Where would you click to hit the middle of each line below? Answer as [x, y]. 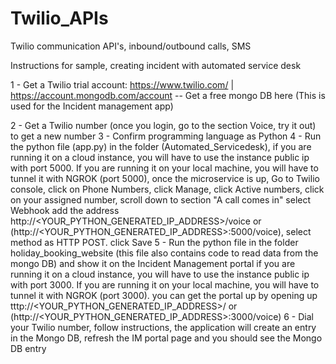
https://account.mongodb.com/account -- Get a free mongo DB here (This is [168, 95]
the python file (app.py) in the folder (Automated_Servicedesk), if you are [161, 146]
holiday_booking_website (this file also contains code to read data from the [164, 253]
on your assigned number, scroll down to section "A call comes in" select [161, 199]
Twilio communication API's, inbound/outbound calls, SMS [131, 46]
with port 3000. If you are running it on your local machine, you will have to [165, 284]
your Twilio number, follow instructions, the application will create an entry [163, 327]
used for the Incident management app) [92, 106]
